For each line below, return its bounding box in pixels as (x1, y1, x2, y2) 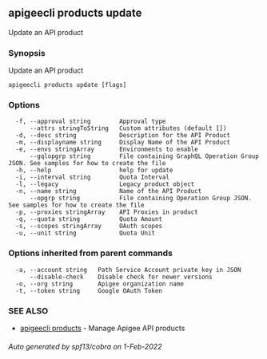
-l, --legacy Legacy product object (15, 180, 195, 188)
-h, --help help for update (15, 167, 173, 175)
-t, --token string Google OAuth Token (15, 286, 162, 294)
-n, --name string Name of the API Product (15, 187, 202, 195)
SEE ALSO (8, 305, 49, 316)
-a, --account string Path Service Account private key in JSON (15, 266, 241, 274)
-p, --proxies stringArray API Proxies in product (15, 208, 198, 216)
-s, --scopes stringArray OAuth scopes (15, 223, 162, 231)
